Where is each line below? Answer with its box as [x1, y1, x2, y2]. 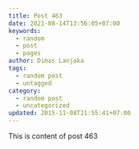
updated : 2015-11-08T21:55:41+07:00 [8, 110, 131, 118]
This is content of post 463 [8, 131, 98, 141]
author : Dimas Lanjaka [8, 57, 84, 65]
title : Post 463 [8, 11, 63, 20]
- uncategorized [15, 101, 70, 110]
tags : [8, 64, 27, 72]
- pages [15, 49, 42, 57]
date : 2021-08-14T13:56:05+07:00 [8, 19, 121, 27]
